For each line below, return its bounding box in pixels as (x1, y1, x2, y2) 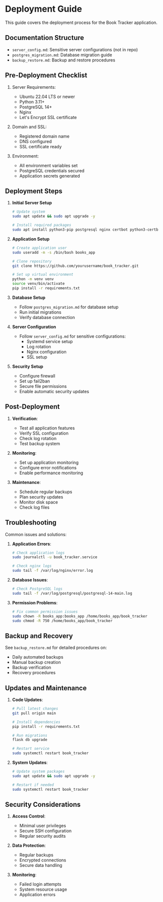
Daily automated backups (12, 654, 64, 660)
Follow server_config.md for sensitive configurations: (19, 333, 126, 339)
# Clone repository (12, 259, 52, 264)
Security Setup (12, 363, 44, 369)
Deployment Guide (5, 3, 82, 15)
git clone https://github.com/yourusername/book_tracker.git (12, 263, 139, 268)
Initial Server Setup (12, 200, 52, 206)
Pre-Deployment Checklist (5, 71, 88, 80)
